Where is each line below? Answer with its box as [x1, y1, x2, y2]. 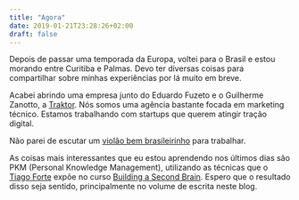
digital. [9, 118, 34, 129]
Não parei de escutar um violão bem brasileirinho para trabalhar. [9, 135, 246, 147]
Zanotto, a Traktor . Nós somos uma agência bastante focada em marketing [9, 100, 285, 110]
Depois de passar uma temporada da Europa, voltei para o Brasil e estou [9, 54, 276, 65]
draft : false [9, 29, 58, 38]
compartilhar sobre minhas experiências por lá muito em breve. [9, 73, 243, 84]
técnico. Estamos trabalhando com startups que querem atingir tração [9, 108, 268, 120]
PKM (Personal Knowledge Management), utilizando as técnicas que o [9, 162, 269, 173]
